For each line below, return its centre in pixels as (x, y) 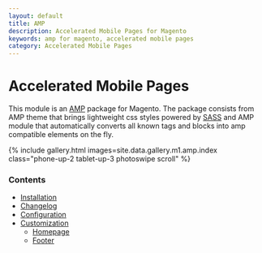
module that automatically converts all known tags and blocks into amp (127, 126)
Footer (43, 241)
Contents (27, 179)
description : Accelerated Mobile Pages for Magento (97, 31)
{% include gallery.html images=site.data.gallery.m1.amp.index (113, 150)
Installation (39, 197)
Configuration (43, 215)
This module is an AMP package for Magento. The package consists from (131, 109)
